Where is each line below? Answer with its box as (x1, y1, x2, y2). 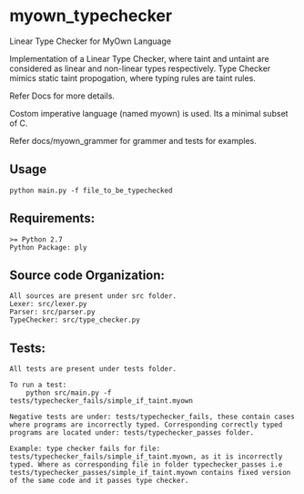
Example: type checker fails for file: (9, 444, 161, 454)
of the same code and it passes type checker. (9, 476, 189, 486)
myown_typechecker (9, 5, 173, 26)
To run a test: (9, 380, 67, 390)
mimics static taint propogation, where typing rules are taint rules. (9, 72, 257, 83)
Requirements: (9, 211, 96, 226)
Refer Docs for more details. (9, 90, 116, 101)
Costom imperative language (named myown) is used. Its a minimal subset (9, 108, 289, 118)
